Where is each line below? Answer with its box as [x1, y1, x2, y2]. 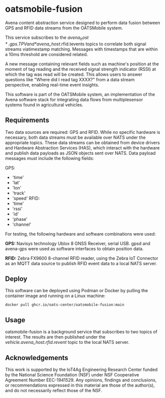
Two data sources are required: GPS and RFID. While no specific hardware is [5, 129, 161, 135]
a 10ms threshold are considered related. [5, 51, 88, 57]
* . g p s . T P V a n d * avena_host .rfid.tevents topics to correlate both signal [5, 41, 146, 47]
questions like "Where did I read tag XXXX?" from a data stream [5, 76, 135, 82]
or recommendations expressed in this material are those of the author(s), [5, 382, 155, 388]
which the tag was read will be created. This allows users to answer [5, 71, 143, 77]
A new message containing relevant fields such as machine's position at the [5, 61, 159, 67]
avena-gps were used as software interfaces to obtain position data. [5, 245, 144, 251]
